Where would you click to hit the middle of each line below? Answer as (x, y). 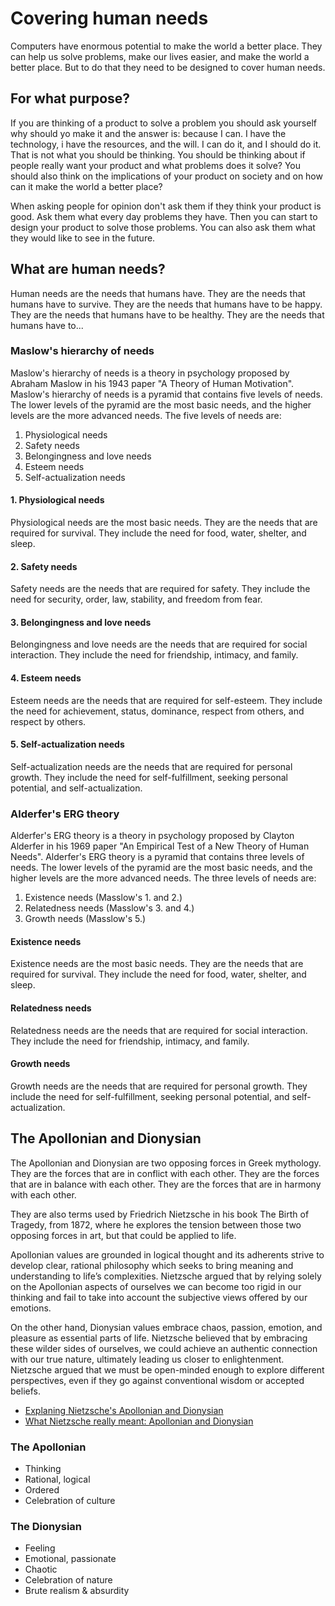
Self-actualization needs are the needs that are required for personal (151, 766)
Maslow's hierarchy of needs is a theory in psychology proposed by (150, 373)
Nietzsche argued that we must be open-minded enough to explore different (167, 1369)
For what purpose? (70, 98)
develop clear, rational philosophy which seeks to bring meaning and (152, 1265)
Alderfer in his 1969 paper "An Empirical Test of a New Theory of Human (160, 846)
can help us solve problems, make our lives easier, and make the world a (160, 56)
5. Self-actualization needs (67, 744)
